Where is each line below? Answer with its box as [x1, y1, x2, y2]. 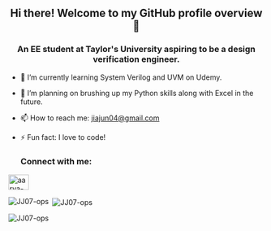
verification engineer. [92, 54, 180, 65]
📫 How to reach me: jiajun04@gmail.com [19, 113, 160, 123]
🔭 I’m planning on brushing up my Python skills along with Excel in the [19, 88, 254, 98]
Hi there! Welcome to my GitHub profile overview [10, 7, 263, 20]
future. [19, 97, 43, 107]
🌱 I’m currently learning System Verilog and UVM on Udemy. [19, 72, 222, 82]
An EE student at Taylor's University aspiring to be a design [17, 44, 256, 55]
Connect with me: [19, 155, 92, 167]
